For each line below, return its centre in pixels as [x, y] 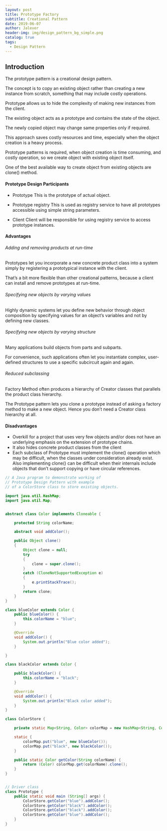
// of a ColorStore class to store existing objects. [62, 487]
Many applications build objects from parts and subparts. [64, 347]
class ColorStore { [25, 719]
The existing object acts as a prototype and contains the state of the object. [83, 118]
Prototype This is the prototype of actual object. [61, 195]
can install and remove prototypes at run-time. [53, 283]
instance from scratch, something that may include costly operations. [76, 94]
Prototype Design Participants [37, 184]
